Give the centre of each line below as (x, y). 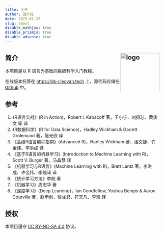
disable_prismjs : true (28, 32)
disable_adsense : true (28, 37)
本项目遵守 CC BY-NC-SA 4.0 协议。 (42, 227)
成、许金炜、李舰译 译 (34, 172)
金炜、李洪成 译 (28, 148)
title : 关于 (16, 10)
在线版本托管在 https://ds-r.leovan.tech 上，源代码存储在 (62, 81)
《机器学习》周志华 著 (34, 184)
